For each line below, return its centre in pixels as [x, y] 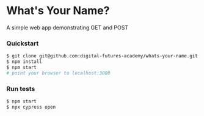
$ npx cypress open [31, 107]
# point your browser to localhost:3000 [59, 73]
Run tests [21, 89]
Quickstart [23, 43]
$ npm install [24, 62]
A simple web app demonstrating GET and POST [67, 27]
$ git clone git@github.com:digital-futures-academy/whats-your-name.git [102, 56]
